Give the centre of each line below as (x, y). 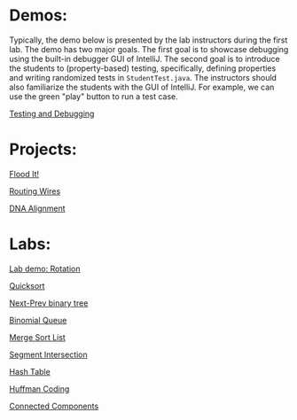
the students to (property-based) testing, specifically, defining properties (143, 68)
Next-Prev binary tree (49, 303)
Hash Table (30, 371)
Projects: (43, 149)
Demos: (39, 16)
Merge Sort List (38, 337)
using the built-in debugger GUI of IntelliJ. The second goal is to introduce (145, 58)
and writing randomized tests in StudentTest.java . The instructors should (143, 77)
